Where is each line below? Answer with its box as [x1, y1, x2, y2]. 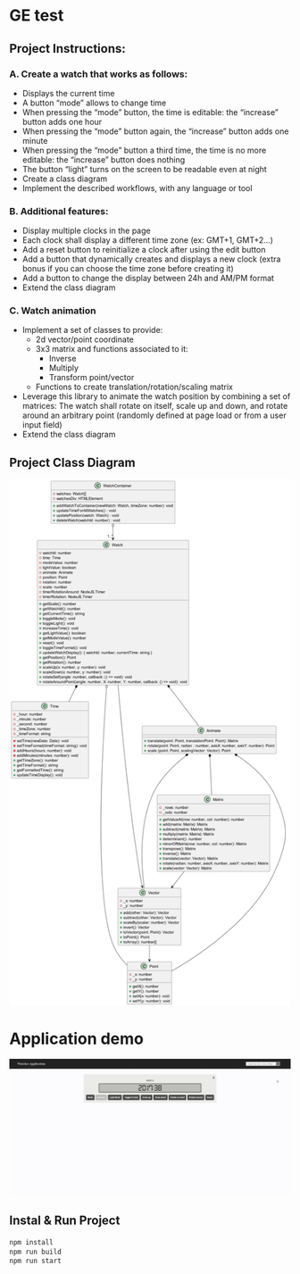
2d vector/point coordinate [35, 334, 134, 345]
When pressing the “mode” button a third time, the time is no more [21, 145, 267, 155]
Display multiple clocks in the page [21, 225, 151, 237]
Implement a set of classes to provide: [21, 325, 163, 336]
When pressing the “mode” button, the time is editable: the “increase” [21, 106, 279, 117]
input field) [21, 420, 62, 430]
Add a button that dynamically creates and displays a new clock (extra [21, 254, 281, 264]
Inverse [48, 354, 77, 364]
